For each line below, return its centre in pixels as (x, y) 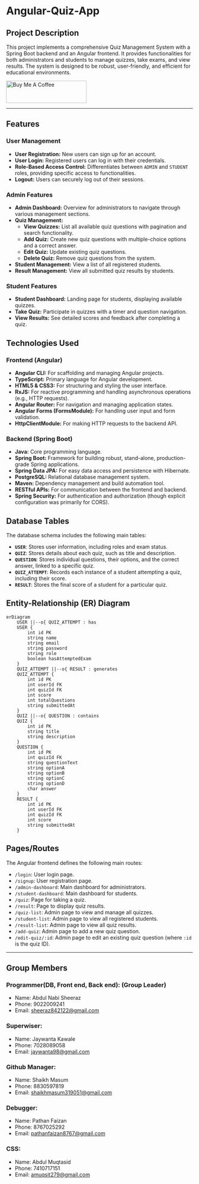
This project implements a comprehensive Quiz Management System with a (98, 47)
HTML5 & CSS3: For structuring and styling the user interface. (91, 385)
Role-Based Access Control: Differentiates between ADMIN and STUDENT (101, 166)
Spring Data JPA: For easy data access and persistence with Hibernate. (102, 471)
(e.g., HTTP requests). (42, 398)
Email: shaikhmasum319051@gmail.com (63, 1092)
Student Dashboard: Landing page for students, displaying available (98, 299)
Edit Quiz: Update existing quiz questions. (75, 251)
